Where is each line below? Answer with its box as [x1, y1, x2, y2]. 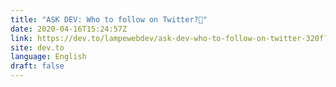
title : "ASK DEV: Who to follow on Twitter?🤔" [10, 14, 208, 25]
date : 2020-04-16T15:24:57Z [10, 24, 128, 34]
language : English [10, 52, 87, 62]
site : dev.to [10, 42, 65, 53]
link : [10, 33, 33, 43]
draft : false [10, 61, 65, 71]
